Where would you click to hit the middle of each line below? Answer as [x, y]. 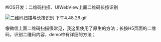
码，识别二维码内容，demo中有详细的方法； [51, 34]
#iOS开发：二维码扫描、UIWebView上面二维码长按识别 [62, 7]
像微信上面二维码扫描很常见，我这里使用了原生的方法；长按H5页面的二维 [81, 28]
